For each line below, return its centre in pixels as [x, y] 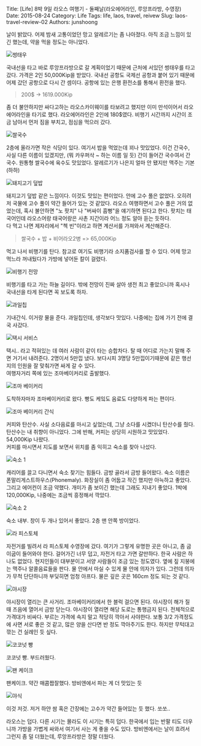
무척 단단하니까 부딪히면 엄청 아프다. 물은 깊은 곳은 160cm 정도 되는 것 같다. [101, 576]
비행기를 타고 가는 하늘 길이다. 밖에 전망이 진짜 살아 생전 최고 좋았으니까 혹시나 [98, 284]
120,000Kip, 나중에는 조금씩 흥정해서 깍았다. [58, 495]
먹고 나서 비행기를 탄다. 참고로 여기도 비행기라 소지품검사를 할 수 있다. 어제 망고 [99, 251]
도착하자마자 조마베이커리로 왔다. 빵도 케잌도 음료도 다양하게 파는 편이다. [91, 399]
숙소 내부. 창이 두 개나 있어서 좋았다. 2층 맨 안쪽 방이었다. [73, 520]
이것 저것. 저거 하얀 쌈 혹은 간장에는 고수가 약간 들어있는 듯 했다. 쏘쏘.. [88, 708]
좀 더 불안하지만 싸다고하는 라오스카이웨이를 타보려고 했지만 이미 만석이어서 [94, 107]
